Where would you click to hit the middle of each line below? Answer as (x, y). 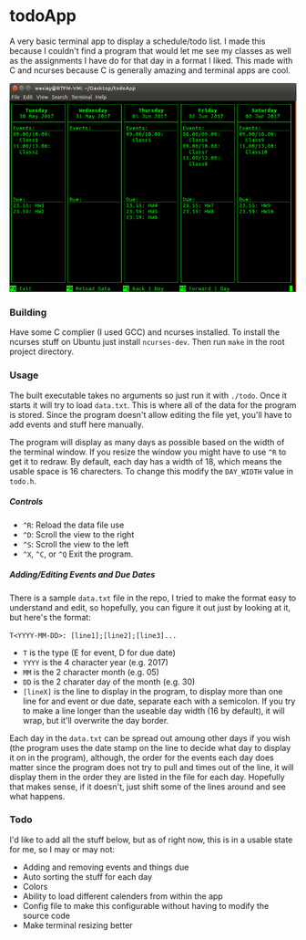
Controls (26, 502)
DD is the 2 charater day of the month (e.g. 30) (109, 682)
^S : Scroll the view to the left (76, 544)
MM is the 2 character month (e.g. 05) (91, 672)
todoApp (43, 16)
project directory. (42, 351)
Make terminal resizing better (78, 925)
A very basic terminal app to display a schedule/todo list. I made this (138, 41)
